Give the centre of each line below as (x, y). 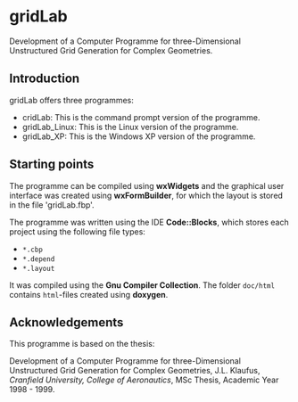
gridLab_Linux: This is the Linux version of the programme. (130, 127)
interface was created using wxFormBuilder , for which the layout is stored (146, 195)
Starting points (52, 164)
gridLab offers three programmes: (71, 100)
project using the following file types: (77, 231)
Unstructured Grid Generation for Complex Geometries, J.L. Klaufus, (135, 371)
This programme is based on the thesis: (82, 344)
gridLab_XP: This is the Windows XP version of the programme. (139, 136)
